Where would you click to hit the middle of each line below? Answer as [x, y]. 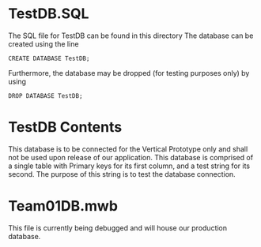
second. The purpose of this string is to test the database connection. [122, 174]
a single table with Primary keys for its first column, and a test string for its [129, 166]
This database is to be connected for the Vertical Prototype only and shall [128, 149]
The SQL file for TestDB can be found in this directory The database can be [131, 36]
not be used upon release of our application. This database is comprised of [131, 157]
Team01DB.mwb [63, 206]
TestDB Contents [65, 127]
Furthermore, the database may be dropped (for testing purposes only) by [129, 73]
